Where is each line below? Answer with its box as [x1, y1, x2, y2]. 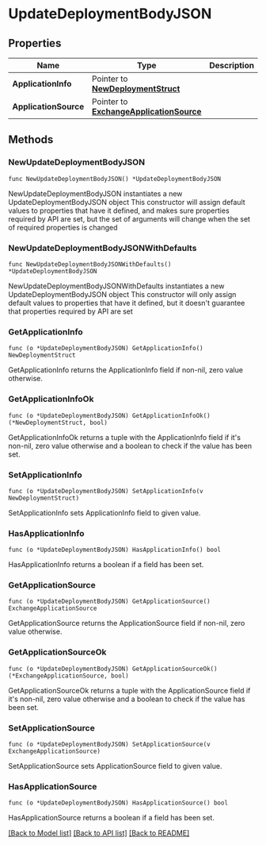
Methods [8, 133, 54, 147]
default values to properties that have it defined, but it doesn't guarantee [8, 298, 245, 307]
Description [209, 60, 255, 71]
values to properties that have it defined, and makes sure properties [8, 206, 230, 215]
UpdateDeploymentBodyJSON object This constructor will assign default [8, 197, 245, 206]
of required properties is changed [8, 222, 118, 232]
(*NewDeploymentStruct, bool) [8, 419, 108, 426]
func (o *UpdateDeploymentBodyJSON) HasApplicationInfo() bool [8, 546, 222, 554]
